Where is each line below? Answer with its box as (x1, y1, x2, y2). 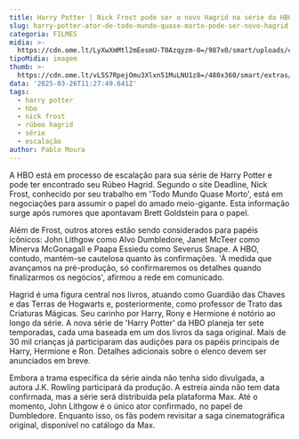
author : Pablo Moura (9, 145, 86, 154)
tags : (9, 87, 29, 96)
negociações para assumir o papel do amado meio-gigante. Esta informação (9, 197, 290, 209)
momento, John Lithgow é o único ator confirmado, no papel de (9, 401, 243, 411)
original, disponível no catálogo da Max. (9, 419, 156, 430)
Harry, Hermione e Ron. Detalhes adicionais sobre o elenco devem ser (9, 346, 267, 356)
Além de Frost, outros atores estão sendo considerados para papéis (9, 224, 259, 235)
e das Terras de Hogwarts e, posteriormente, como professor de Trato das (9, 299, 283, 309)
